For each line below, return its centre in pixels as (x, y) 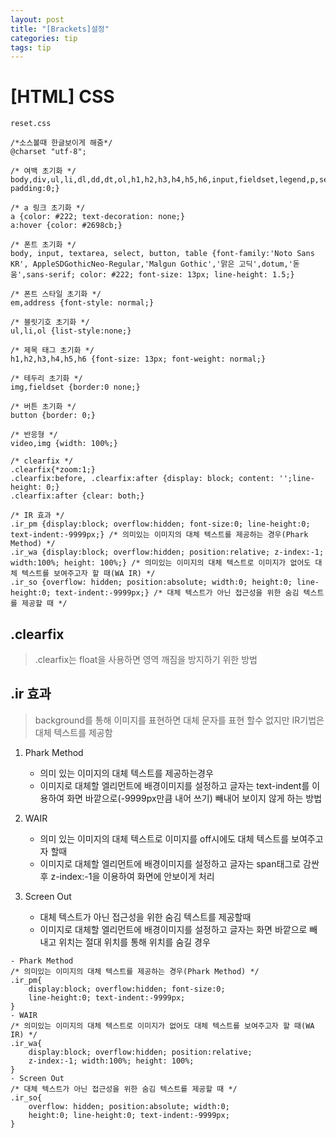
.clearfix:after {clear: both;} (77, 496)
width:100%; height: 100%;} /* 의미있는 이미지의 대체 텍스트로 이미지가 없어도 (161, 563)
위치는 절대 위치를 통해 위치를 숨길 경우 (134, 942)
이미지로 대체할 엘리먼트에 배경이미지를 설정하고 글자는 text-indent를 (174, 785)
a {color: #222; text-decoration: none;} (98, 217)
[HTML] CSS (62, 97)
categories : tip (44, 38)
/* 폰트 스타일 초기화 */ (56, 294)
